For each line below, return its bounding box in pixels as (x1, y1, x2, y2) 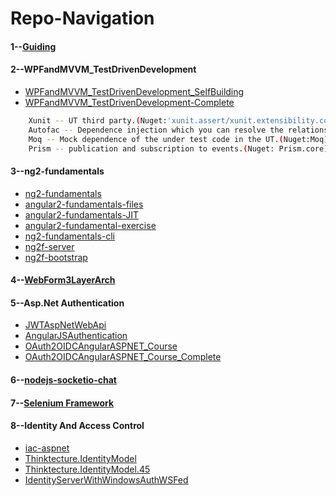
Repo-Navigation (10, 7, 155, 30)
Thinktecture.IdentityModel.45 (24, 463, 151, 475)
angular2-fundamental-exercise (24, 219, 157, 231)
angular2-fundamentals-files (24, 198, 144, 210)
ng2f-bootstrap (24, 251, 88, 263)
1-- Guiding (10, 40, 57, 52)
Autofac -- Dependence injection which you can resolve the (28, 125, 284, 135)
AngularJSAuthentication (24, 330, 128, 342)
